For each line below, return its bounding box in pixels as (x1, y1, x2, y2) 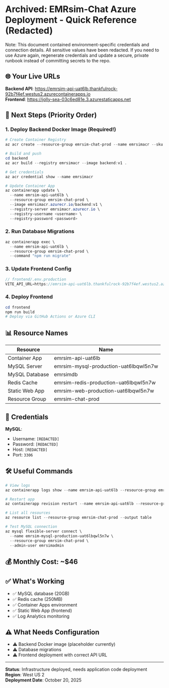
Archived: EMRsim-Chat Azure (5, 4, 137, 15)
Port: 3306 (12, 451, 33, 457)
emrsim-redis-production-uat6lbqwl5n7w (53, 379, 156, 386)
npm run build (5, 310, 35, 315)
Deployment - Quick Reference (5, 14, 137, 26)
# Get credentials (5, 170, 44, 175)
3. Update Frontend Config (5, 265, 72, 272)
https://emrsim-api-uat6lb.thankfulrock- (35, 86, 118, 92)
